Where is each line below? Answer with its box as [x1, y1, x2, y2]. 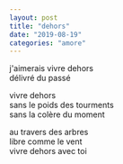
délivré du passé [9, 73, 71, 84]
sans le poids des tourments [9, 100, 114, 111]
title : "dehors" [9, 22, 70, 31]
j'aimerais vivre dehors [9, 63, 94, 74]
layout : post [9, 13, 58, 23]
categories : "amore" [9, 38, 87, 48]
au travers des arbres [9, 127, 89, 138]
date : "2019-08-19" [9, 30, 83, 39]
